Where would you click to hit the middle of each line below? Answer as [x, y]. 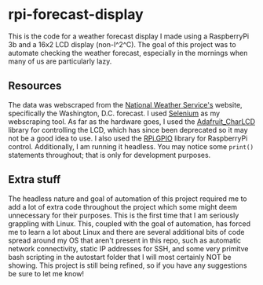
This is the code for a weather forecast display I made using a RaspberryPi [129, 36]
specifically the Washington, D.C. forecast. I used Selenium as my [114, 113]
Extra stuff [35, 179]
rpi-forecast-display [76, 15]
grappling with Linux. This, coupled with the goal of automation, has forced [130, 223]
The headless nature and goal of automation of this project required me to [128, 199]
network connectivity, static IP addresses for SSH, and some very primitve [128, 248]
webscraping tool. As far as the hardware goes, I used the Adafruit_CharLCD [132, 121]
